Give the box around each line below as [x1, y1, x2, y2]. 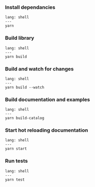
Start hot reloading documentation [5, 127, 88, 134]
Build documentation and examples [5, 96, 90, 103]
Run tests [5, 157, 28, 164]
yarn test [5, 177, 25, 182]
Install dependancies [5, 4, 56, 11]
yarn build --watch [5, 85, 45, 90]
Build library [5, 34, 34, 41]
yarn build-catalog [5, 116, 45, 120]
